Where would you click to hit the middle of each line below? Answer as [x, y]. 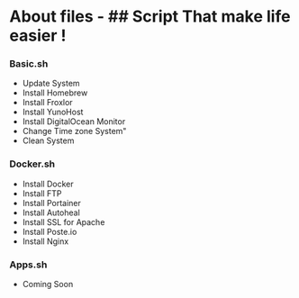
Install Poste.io [50, 231]
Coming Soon [48, 284]
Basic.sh [29, 64]
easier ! [38, 36]
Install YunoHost [53, 112]
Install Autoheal [51, 212]
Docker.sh [32, 164]
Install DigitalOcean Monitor [74, 122]
